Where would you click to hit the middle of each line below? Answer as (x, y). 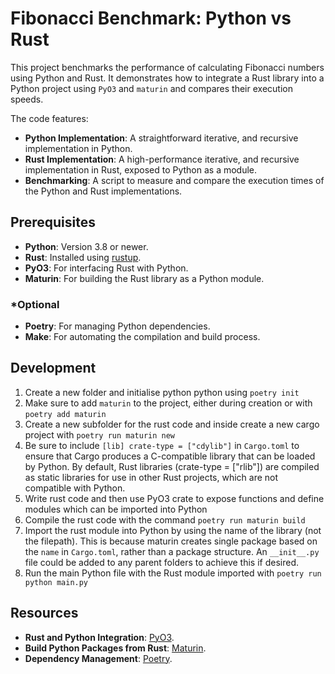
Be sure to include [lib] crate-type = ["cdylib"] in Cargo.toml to (162, 445)
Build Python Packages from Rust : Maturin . (115, 648)
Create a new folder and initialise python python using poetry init (162, 392)
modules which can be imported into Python (116, 509)
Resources (44, 613)
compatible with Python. (75, 488)
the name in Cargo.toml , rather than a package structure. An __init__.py (172, 551)
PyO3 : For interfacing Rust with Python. (106, 268)
